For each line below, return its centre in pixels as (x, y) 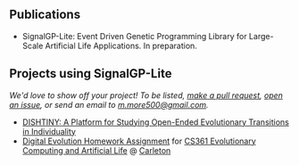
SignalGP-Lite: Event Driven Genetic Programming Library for (134, 36)
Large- (261, 36)
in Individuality (49, 131)
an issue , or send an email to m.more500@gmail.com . (109, 104)
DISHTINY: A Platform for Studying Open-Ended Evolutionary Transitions (156, 122)
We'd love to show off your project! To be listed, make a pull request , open (146, 95)
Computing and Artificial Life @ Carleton (96, 150)
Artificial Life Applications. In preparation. (121, 45)
